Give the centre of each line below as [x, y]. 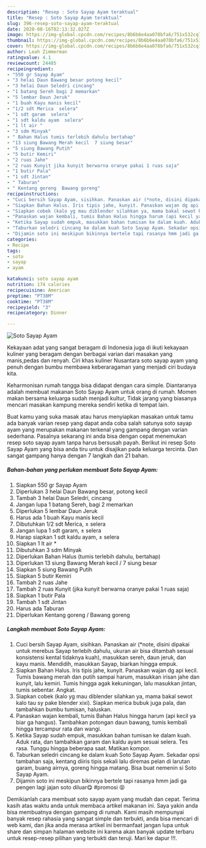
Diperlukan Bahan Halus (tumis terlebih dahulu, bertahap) [88, 556]
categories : [22, 239]
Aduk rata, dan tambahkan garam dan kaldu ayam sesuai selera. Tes [102, 742]
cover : [15, 46]
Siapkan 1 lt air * [36, 544]
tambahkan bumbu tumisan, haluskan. [64, 709]
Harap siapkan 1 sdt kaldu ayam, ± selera [68, 537]
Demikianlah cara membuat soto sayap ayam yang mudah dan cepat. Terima [103, 799]
